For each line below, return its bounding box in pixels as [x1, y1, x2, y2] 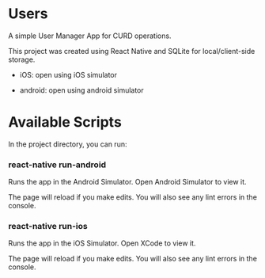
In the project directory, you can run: [8, 139, 127, 149]
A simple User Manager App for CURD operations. [8, 31, 172, 40]
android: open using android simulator [19, 85, 144, 95]
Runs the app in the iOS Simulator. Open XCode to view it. [8, 238, 196, 248]
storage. [8, 55, 36, 64]
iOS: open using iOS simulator [19, 70, 117, 79]
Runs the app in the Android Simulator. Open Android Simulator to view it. [8, 177, 247, 187]
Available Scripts [8, 113, 123, 131]
